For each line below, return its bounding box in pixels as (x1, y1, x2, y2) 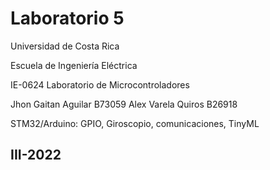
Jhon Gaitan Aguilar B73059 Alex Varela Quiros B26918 (10, 98, 238, 110)
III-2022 (10, 147, 62, 164)
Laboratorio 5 (10, 7, 125, 30)
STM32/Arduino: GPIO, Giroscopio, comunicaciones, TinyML (10, 117, 260, 129)
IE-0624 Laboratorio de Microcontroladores (10, 78, 190, 91)
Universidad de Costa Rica (10, 40, 120, 52)
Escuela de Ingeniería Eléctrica (10, 59, 138, 71)
